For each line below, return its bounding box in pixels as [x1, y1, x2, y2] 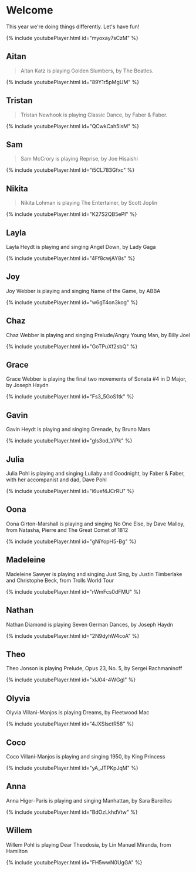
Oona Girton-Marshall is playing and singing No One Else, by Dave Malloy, [6, 520, 185, 527]
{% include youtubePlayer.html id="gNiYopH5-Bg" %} [6, 538, 137, 545]
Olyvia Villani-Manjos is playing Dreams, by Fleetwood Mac [6, 709, 150, 716]
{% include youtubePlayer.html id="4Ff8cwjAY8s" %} [6, 255, 136, 262]
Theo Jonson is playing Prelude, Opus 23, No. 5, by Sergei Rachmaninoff [6, 665, 183, 672]
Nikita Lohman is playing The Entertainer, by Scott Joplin [20, 199, 158, 207]
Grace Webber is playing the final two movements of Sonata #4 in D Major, [6, 375, 187, 382]
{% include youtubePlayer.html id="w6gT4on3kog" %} [6, 298, 138, 306]
